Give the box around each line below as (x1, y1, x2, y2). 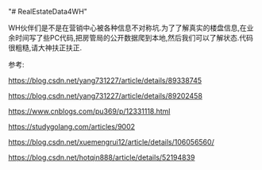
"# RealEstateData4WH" (8, 7, 87, 16)
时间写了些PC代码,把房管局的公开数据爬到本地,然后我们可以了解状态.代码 (14, 33, 254, 42)
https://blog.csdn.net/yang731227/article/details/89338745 (8, 75, 202, 85)
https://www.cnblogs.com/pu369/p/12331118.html (8, 106, 171, 116)
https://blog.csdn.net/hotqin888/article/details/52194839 (8, 153, 195, 162)
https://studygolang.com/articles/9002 (8, 122, 136, 131)
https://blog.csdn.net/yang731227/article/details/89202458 (8, 91, 202, 100)
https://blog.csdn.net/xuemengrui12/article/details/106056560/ (8, 137, 214, 146)
